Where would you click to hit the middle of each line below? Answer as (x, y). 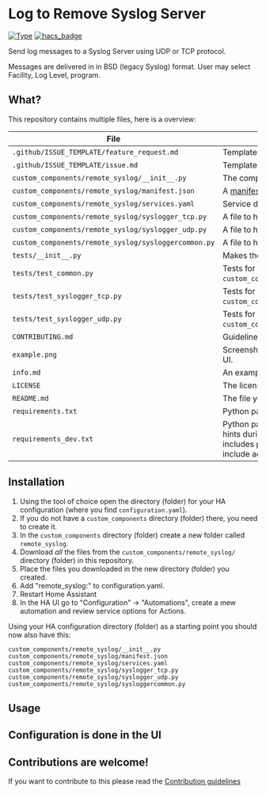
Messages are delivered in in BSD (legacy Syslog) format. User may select (129, 66)
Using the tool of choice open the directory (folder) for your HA (123, 501)
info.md (27, 372)
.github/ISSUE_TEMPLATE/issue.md (75, 165)
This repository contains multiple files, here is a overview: (102, 119)
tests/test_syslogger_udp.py (67, 319)
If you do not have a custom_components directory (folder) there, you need (139, 518)
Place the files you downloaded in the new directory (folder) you (124, 569)
